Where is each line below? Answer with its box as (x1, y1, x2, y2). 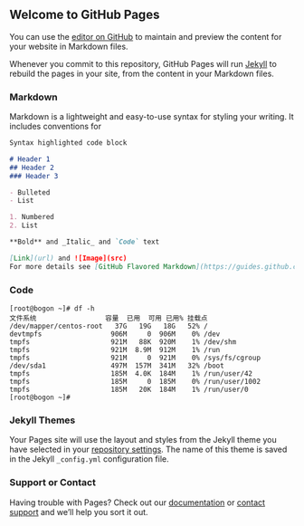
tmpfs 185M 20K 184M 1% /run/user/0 (9, 385, 249, 395)
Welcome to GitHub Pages (9, 7, 160, 23)
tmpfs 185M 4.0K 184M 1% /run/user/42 (9, 369, 253, 378)
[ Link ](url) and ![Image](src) (9, 253, 128, 263)
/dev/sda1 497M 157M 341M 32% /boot (9, 361, 224, 370)
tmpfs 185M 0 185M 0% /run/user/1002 (9, 378, 261, 387)
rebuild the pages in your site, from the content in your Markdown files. (9, 68, 274, 79)
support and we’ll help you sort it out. (9, 506, 148, 517)
